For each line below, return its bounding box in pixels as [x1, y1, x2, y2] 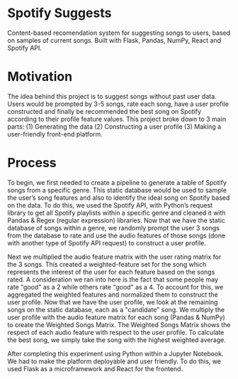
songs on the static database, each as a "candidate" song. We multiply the [7, 305, 225, 314]
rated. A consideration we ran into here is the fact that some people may [7, 275, 218, 284]
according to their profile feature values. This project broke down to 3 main [7, 114, 227, 123]
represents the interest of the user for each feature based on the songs [7, 267, 215, 276]
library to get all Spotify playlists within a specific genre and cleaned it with [7, 208, 226, 217]
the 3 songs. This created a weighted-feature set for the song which [7, 260, 207, 268]
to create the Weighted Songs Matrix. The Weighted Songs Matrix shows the [7, 320, 231, 329]
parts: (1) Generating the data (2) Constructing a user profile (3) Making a [7, 122, 222, 131]
